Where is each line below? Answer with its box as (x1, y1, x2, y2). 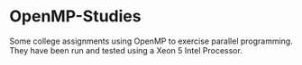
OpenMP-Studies (9, 6, 142, 27)
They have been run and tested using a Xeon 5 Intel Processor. (9, 45, 243, 55)
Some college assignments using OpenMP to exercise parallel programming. (9, 36, 293, 46)
